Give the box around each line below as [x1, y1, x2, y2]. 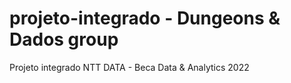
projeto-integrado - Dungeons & [9, 7, 281, 30]
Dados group [9, 28, 119, 51]
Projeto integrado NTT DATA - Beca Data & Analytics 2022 [9, 61, 250, 73]
